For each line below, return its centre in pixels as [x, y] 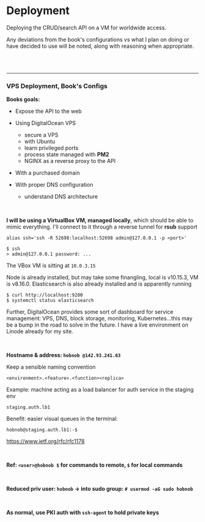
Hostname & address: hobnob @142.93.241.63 [63, 355]
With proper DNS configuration [54, 185]
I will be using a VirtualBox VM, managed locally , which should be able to [100, 221]
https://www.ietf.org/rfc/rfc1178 [46, 441]
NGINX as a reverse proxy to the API [70, 161]
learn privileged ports [51, 148]
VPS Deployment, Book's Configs [57, 86]
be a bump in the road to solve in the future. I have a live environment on [98, 325]
